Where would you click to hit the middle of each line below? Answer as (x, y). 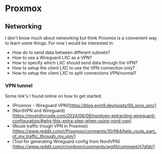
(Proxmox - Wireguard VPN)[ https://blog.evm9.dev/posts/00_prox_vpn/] (84, 106)
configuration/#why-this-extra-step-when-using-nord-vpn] (72, 121)
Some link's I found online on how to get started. (54, 96)
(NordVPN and (27, 111)
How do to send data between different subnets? (61, 52)
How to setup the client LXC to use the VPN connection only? (73, 68)
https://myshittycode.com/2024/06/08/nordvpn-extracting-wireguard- (85, 116)
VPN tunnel (19, 85)
